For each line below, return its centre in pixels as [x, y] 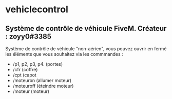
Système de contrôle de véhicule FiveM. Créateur [86, 28]
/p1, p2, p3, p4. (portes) [38, 64]
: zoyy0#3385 [28, 36]
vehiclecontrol [37, 9]
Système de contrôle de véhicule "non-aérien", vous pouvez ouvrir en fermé [86, 49]
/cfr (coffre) [25, 70]
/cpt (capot [25, 75]
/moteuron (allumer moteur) [42, 80]
